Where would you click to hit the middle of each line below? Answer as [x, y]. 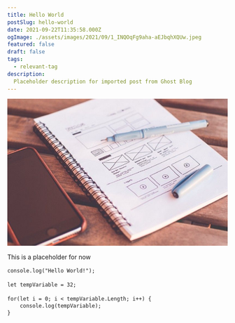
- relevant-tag [36, 67]
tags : [15, 60]
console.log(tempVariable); [60, 306]
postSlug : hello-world [40, 22]
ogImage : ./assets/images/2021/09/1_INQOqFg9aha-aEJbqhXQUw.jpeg [104, 37]
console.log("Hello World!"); [51, 271]
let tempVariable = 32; [42, 285]
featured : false [31, 45]
